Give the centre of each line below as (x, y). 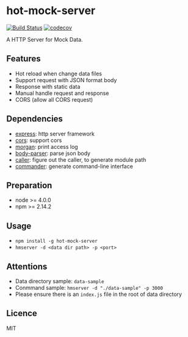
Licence (22, 313)
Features (23, 59)
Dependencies (34, 119)
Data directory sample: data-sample (60, 281)
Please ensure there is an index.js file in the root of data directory (98, 294)
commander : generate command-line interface (74, 166)
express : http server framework (55, 134)
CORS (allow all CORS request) (54, 99)
